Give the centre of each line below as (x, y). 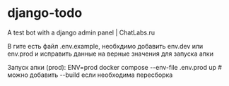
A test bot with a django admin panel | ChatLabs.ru (81, 32)
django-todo (45, 13)
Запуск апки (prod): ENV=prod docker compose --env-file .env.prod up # (115, 67)
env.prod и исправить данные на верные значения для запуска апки (111, 54)
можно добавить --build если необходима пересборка (90, 75)
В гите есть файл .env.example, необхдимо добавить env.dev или (105, 46)
